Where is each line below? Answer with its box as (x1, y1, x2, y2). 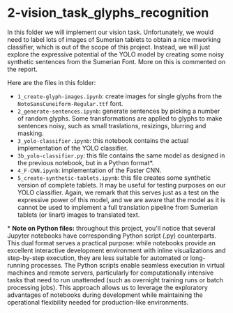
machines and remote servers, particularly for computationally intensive (7, 268, 214, 277)
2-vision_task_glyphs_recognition (7, 5, 209, 21)
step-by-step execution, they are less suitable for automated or (7, 253, 189, 262)
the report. (7, 65, 38, 73)
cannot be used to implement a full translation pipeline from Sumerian (17, 203, 218, 211)
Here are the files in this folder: (7, 78, 96, 86)
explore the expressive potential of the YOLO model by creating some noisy (7, 50, 225, 59)
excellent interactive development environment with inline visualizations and (7, 246, 226, 254)
